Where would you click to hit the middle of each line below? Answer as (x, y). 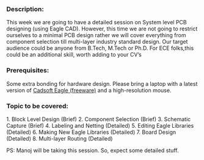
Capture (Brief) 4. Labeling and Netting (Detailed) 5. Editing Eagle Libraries (100, 125)
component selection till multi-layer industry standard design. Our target (97, 42)
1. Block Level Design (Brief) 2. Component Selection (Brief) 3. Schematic (99, 119)
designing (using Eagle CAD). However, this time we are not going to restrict (102, 29)
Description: (25, 9)
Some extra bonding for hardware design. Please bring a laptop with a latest (102, 83)
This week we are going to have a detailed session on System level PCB (97, 23)
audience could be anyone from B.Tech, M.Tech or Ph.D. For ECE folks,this (100, 48)
